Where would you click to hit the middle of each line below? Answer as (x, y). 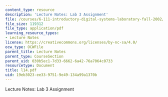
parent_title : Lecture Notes (35, 51)
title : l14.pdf (21, 70)
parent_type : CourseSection (34, 56)
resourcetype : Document (30, 65)
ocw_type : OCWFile (24, 47)
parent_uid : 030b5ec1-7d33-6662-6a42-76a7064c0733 (59, 61)
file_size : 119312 (24, 24)
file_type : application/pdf (34, 28)
